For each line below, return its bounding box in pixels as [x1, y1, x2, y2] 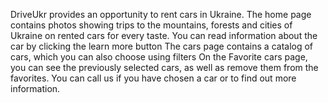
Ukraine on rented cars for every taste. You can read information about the [10, 30, 318, 41]
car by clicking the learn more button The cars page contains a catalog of [10, 40, 314, 52]
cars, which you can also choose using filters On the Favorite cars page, [10, 51, 308, 63]
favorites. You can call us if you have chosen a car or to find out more [10, 72, 297, 84]
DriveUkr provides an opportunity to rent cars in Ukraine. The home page [10, 9, 312, 20]
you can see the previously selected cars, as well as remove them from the [10, 62, 319, 73]
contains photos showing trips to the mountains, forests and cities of [10, 19, 293, 31]
